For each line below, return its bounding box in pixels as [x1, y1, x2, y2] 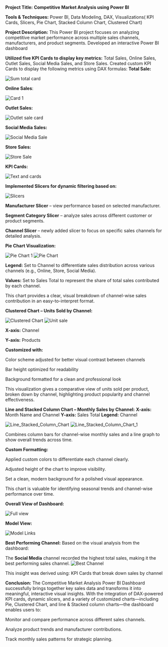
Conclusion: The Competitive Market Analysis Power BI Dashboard [5, 580, 145, 586]
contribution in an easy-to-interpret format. [5, 298, 95, 304]
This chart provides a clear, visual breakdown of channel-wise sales [5, 293, 147, 298]
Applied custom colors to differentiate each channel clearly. [5, 456, 130, 462]
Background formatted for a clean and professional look [5, 376, 122, 382]
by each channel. [5, 283, 41, 289]
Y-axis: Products [5, 337, 41, 343]
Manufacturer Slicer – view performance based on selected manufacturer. [5, 203, 161, 208]
